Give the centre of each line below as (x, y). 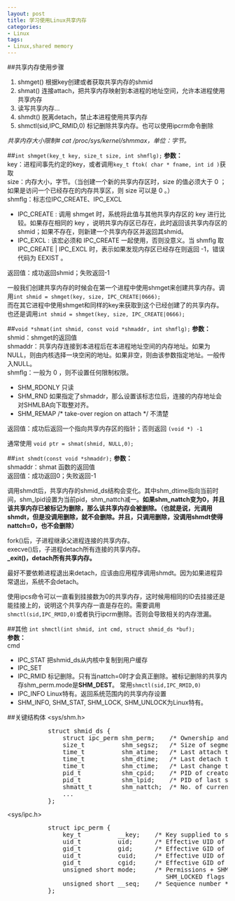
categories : (24, 27)
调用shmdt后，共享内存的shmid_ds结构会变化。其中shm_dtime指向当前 (110, 490)
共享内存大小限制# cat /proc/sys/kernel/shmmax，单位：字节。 (99, 140)
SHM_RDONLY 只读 (45, 387)
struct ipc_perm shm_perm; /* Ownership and (145, 738)
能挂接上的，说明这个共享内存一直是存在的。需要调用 (84, 605)
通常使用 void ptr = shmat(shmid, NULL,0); (71, 443)
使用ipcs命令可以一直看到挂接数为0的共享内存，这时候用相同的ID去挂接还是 (116, 596)
